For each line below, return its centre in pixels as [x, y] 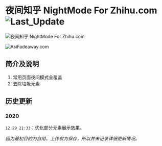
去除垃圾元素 [26, 83]
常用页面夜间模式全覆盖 [37, 77]
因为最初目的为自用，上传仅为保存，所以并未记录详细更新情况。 [72, 139]
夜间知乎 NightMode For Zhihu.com [81, 10]
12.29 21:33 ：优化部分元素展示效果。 [45, 128]
